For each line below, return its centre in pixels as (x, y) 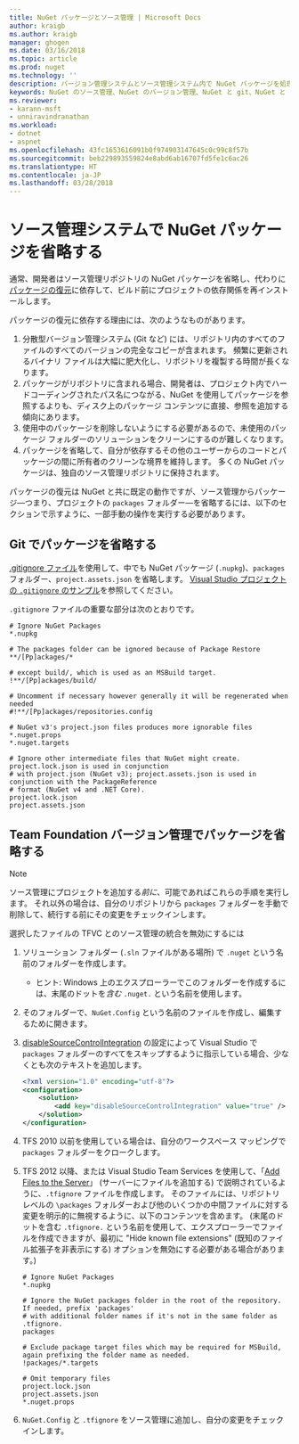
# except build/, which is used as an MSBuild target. (113, 673)
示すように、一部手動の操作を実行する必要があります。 (149, 514)
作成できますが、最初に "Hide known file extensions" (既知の (149, 1238)
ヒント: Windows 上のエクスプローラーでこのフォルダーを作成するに (161, 982)
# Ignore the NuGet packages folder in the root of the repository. (152, 1300)
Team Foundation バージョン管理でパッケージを (141, 835)
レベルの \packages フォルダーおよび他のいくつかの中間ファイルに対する (155, 1204)
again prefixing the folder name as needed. (106, 1355)
